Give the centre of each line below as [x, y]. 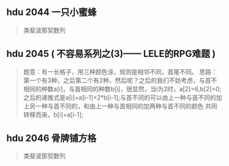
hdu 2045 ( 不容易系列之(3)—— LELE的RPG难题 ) [111, 54]
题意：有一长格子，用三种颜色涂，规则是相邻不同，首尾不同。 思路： [120, 71]
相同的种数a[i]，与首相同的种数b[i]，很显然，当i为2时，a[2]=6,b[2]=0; [122, 88]
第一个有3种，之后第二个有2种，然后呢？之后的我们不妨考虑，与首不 [120, 80]
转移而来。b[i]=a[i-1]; [53, 115]
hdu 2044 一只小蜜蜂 [52, 12]
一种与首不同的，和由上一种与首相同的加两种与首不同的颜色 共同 [126, 106]
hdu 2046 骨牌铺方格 [51, 138]
